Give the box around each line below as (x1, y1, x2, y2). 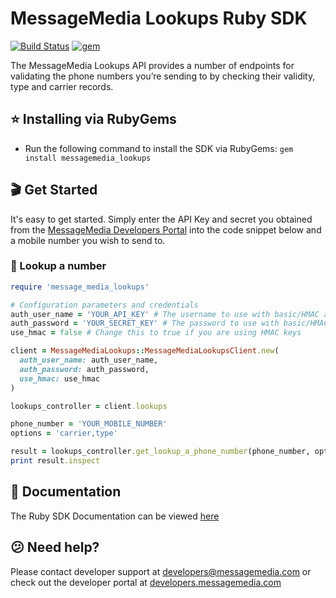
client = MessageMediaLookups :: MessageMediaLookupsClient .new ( (10, 346, 280, 356)
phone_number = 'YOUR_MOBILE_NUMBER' (10, 419, 168, 429)
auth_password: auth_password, (19, 364, 150, 374)
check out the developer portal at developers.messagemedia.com (10, 576, 282, 588)
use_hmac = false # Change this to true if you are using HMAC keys (10, 328, 302, 338)
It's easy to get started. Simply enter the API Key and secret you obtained (10, 213, 313, 225)
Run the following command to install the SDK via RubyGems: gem (24, 142, 294, 154)
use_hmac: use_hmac (19, 373, 101, 384)
